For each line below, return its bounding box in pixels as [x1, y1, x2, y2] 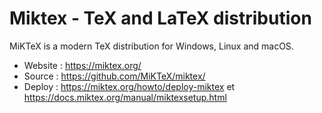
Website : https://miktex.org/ [23, 59, 142, 71]
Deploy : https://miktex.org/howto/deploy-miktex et [23, 80, 236, 92]
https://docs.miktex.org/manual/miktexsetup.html [23, 91, 227, 103]
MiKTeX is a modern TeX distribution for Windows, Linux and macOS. [9, 40, 294, 52]
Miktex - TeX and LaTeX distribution [9, 7, 312, 30]
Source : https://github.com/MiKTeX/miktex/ [23, 70, 206, 82]
